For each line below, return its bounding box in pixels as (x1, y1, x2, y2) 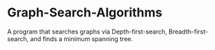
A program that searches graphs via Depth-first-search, (7, 27, 168, 36)
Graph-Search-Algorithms (7, 5, 163, 21)
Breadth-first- (168, 27, 209, 36)
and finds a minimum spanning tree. (30, 34, 134, 42)
